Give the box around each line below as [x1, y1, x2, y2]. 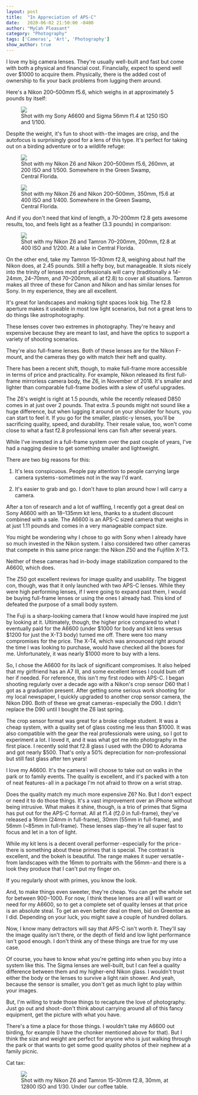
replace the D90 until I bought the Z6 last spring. [6, 706, 124, 713]
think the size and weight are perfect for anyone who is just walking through [6, 1035, 191, 1042]
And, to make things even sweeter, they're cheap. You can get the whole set [6, 888, 192, 895]
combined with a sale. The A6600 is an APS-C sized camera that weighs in [6, 516, 189, 523]
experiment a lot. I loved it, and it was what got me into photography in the [6, 736, 187, 743]
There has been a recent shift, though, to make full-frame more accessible [6, 364, 187, 372]
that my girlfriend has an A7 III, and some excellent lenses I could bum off [6, 668, 185, 675]
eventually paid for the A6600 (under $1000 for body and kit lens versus [6, 624, 182, 632]
